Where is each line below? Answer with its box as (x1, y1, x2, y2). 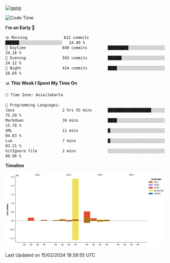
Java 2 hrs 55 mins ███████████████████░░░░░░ (5, 108, 165, 113)
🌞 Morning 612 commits (5, 35, 89, 40)
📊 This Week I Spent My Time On (5, 80, 77, 86)
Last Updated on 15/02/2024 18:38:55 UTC (5, 252, 96, 258)
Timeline (5, 163, 24, 168)
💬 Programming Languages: (5, 102, 60, 108)
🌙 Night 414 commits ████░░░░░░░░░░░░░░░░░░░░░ (5, 66, 165, 71)
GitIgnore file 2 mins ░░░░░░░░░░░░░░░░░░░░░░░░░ (5, 148, 165, 153)
